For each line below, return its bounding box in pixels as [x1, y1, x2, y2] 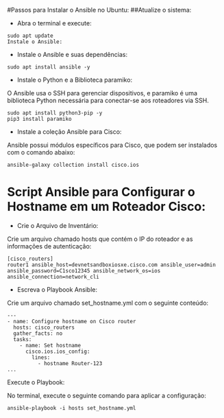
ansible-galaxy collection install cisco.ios [7, 161, 139, 168]
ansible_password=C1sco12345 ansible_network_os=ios [7, 267, 161, 274]
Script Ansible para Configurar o [7, 185, 195, 200]
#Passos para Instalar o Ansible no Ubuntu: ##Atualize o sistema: [7, 6, 192, 14]
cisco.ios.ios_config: [25, 348, 90, 355]
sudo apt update [7, 32, 53, 39]
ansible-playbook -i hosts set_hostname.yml [7, 404, 136, 411]
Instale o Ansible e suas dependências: [16, 51, 128, 58]
